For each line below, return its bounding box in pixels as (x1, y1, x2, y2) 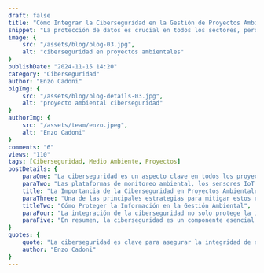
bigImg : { (8, 84, 41, 93)
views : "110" (8, 150, 51, 158)
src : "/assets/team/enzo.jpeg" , (22, 121, 128, 129)
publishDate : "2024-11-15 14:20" (8, 63, 118, 71)
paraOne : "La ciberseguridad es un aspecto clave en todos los (22, 172, 234, 181)
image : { (8, 33, 37, 42)
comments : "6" (8, 143, 55, 151)
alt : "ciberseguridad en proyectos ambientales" (22, 48, 185, 56)
